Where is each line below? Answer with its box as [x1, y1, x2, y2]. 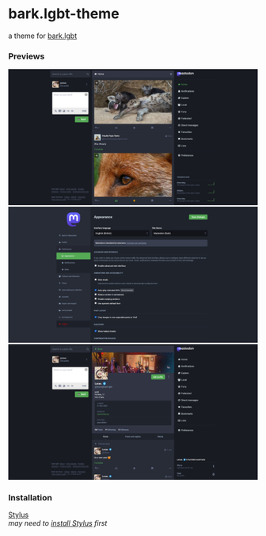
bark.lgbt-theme [8, 5, 120, 23]
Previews [8, 51, 45, 62]
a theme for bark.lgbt [8, 31, 78, 40]
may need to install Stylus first [8, 519, 108, 528]
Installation [8, 492, 53, 504]
